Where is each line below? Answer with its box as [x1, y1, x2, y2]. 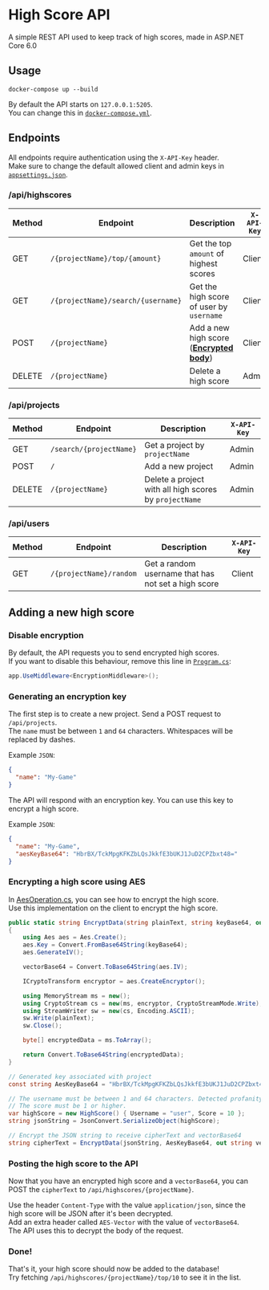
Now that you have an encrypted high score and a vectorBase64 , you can [8, 1176, 248, 1186]
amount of [189, 247, 225, 258]
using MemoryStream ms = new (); [22, 991, 130, 1000]
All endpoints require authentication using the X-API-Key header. [8, 153, 220, 162]
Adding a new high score [8, 605, 134, 619]
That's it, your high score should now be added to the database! [8, 1264, 220, 1274]
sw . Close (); [22, 1022, 62, 1030]
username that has [144, 568, 215, 580]
